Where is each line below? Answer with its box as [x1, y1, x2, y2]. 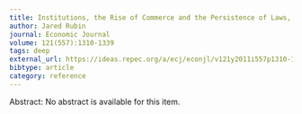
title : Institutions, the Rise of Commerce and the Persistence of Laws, [9, 13, 292, 22]
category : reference [9, 72, 87, 81]
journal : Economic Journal [9, 30, 111, 39]
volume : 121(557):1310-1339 [9, 38, 115, 48]
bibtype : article [9, 64, 75, 73]
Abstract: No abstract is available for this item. [9, 96, 181, 107]
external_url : [9, 55, 63, 64]
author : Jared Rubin [9, 22, 87, 31]
